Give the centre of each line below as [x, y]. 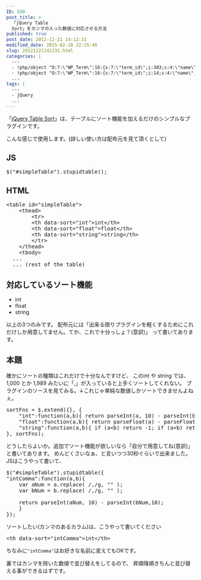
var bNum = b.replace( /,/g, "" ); [71, 490]
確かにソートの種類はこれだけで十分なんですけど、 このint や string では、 [98, 376]
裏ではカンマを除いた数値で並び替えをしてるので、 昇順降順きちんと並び [96, 563]
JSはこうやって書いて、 [35, 460]
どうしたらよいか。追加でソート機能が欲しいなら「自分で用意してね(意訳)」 [100, 445]
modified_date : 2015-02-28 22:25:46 [52, 45]
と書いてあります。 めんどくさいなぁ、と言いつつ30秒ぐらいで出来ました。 [99, 453]
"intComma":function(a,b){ [46, 478]
